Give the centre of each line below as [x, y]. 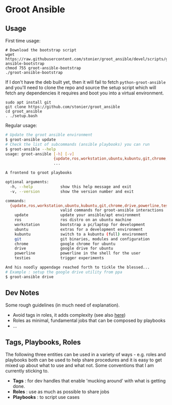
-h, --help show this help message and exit [71, 187]
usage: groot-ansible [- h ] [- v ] [40, 154]
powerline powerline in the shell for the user [78, 253]
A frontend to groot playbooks [39, 173]
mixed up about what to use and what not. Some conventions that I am [80, 365]
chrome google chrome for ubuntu [65, 244]
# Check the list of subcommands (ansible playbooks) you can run [78, 144]
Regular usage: [21, 125]
